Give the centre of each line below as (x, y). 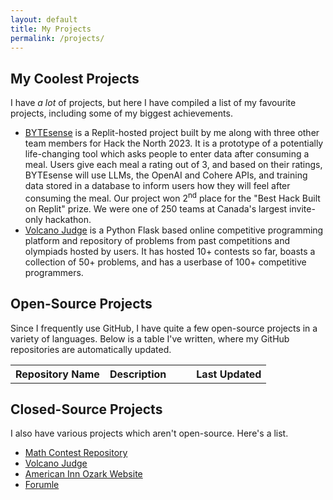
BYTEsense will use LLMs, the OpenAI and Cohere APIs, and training (166, 175)
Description (138, 374)
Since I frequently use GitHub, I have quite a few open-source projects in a (164, 328)
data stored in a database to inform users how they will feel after (157, 186)
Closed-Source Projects (86, 409)
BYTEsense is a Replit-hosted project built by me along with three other (172, 133)
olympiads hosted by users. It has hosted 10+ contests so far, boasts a (170, 251)
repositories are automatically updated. (91, 349)
